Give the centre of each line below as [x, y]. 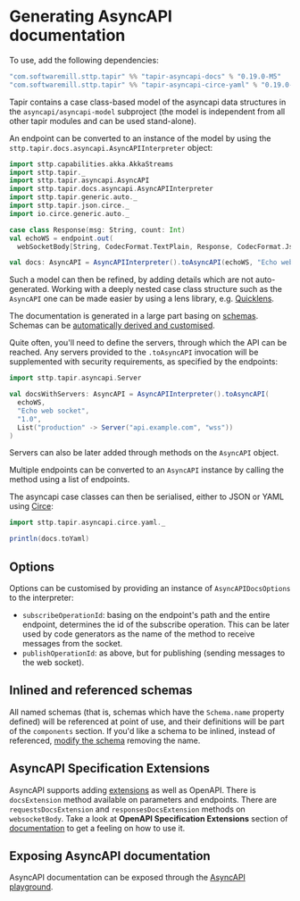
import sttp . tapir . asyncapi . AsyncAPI [79, 180]
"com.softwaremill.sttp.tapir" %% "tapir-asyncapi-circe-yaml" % [133, 85]
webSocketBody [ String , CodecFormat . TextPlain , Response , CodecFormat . [151, 246]
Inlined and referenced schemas [101, 691]
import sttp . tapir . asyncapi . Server [75, 378]
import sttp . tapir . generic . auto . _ [74, 197]
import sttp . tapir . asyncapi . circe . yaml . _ [87, 523]
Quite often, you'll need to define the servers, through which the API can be [148, 343]
